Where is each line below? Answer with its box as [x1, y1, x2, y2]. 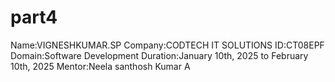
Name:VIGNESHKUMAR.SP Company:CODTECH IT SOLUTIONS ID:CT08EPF [10, 39, 325, 51]
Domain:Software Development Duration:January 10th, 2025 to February [10, 49, 309, 61]
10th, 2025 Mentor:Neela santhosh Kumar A [10, 60, 191, 72]
